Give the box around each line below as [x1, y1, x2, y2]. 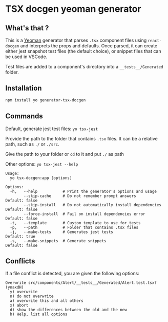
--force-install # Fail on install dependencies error [24, 211, 145, 217]
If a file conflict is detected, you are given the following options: [5, 271, 139, 277]
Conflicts [5, 257, 35, 265]
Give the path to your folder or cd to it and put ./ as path [5, 151, 124, 157]
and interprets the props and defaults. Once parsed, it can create [20, 43, 158, 49]
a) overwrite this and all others [10, 298, 83, 303]
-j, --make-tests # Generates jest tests [10, 229, 114, 235]
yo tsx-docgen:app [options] [10, 175, 72, 181]
